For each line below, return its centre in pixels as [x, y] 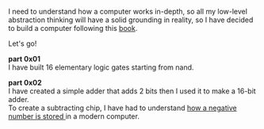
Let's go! [23, 44]
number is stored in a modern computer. [74, 116]
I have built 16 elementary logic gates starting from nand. [101, 67]
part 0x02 [25, 83]
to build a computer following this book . [73, 28]
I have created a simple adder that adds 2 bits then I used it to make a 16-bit [132, 91]
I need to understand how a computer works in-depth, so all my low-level [128, 11]
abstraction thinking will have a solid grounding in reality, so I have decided [131, 20]
